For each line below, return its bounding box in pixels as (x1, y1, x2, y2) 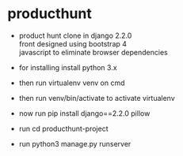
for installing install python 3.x (18, 62, 117, 72)
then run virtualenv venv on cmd (18, 78, 125, 87)
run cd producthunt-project (18, 124, 109, 133)
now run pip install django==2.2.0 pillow (18, 108, 151, 118)
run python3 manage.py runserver (18, 139, 132, 148)
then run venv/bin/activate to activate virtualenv (18, 93, 175, 102)
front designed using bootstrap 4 (18, 39, 128, 48)
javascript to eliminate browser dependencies (18, 47, 168, 57)
